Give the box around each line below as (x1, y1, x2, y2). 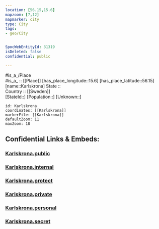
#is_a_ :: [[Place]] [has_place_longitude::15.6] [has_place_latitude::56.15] (5, 77, 154, 83)
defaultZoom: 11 (5, 117, 39, 122)
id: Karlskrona (5, 103, 37, 109)
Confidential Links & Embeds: (5, 135, 100, 144)
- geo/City (5, 31, 28, 36)
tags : (5, 26, 17, 31)
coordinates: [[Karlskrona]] (5, 108, 66, 113)
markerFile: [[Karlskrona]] (5, 112, 64, 117)
